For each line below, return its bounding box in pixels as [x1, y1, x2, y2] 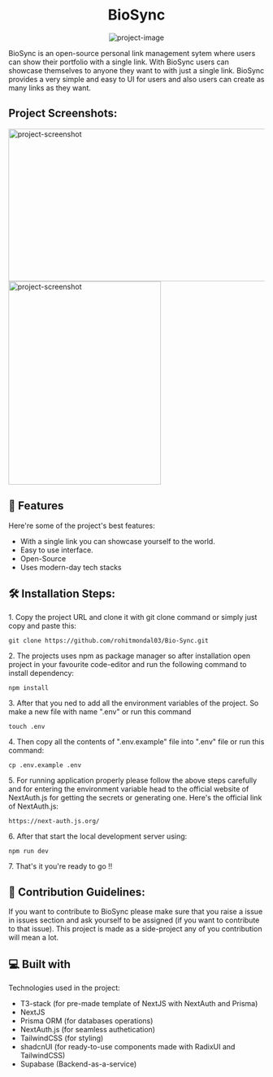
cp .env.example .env [8, 761, 82, 770]
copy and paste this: [8, 621, 77, 631]
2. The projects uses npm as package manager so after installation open [8, 651, 250, 661]
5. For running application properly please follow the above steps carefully [8, 775, 258, 786]
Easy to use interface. [19, 545, 93, 555]
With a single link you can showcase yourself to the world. [19, 536, 215, 546]
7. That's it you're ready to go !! [8, 861, 113, 871]
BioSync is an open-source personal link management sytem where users [8, 48, 256, 58]
